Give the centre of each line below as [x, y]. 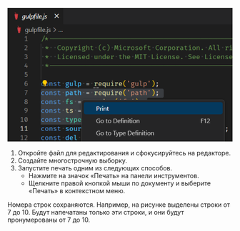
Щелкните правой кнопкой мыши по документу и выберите [120, 183]
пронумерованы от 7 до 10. [49, 220]
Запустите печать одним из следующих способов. [95, 168]
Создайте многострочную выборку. [72, 160]
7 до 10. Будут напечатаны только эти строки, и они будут [96, 212]
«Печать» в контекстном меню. [77, 191]
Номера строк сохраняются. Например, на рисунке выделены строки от [119, 205]
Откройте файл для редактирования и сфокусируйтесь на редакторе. [124, 153]
